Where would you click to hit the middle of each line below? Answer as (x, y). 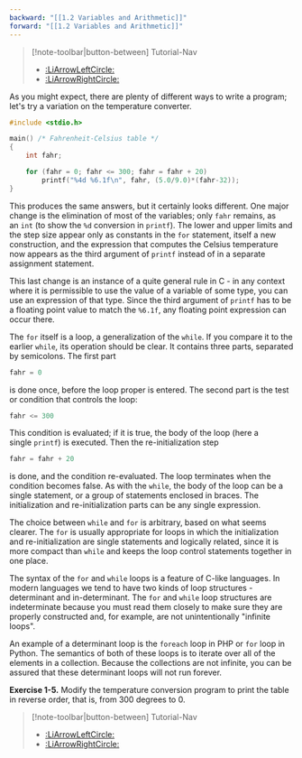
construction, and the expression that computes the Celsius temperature (144, 244)
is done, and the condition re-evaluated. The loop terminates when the (140, 476)
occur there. (32, 319)
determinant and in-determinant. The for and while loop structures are (141, 597)
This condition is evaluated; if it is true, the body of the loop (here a (134, 433)
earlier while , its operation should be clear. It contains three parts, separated (151, 346)
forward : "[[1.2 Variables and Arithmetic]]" (96, 26)
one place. (29, 561)
